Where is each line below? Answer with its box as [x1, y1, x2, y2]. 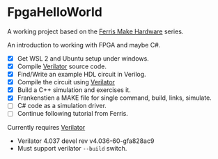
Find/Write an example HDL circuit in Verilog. [17, 70, 146, 79]
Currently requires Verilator [7, 123, 86, 132]
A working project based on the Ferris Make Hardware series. [7, 27, 184, 36]
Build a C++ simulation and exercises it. [17, 86, 131, 94]
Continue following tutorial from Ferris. [17, 109, 129, 118]
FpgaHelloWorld [7, 4, 102, 20]
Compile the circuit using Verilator [17, 78, 115, 86]
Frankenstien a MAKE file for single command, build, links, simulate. [17, 93, 212, 102]
